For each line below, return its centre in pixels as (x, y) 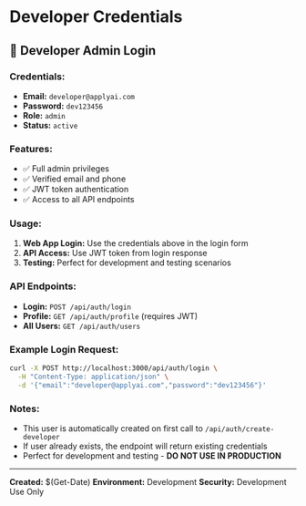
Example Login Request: (64, 349)
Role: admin (44, 115)
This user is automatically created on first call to (112, 428)
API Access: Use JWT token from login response (115, 253)
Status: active (50, 125)
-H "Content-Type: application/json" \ (93, 377)
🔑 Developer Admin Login (83, 51)
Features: (31, 149)
